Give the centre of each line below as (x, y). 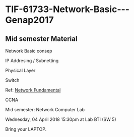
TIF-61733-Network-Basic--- (68, 9)
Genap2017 (29, 20)
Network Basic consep (29, 51)
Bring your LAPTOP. (26, 129)
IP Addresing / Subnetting (32, 61)
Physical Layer (20, 70)
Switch (12, 80)
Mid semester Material (41, 39)
